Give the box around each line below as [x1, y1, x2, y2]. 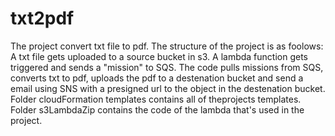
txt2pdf [10, 7, 75, 30]
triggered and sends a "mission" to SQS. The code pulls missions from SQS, [10, 61, 324, 73]
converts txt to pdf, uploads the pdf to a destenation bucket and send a [10, 72, 304, 84]
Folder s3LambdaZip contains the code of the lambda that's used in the [10, 103, 305, 116]
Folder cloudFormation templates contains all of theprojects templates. [10, 93, 302, 105]
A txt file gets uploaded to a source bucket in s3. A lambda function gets [10, 50, 308, 62]
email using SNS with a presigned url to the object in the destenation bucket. [10, 82, 326, 94]
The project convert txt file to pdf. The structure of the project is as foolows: [10, 40, 324, 52]
